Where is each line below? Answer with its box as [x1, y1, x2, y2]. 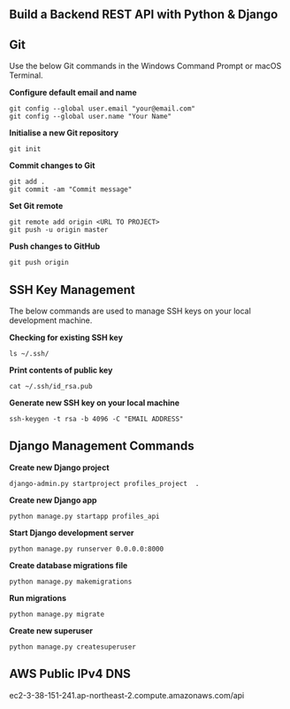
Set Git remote [9, 201, 64, 212]
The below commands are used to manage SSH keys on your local [9, 305, 252, 317]
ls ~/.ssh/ [9, 350, 50, 358]
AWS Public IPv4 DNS [9, 667, 131, 682]
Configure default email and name [9, 88, 137, 98]
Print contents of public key [9, 365, 113, 375]
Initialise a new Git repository [9, 127, 119, 138]
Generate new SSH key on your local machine [9, 397, 179, 408]
